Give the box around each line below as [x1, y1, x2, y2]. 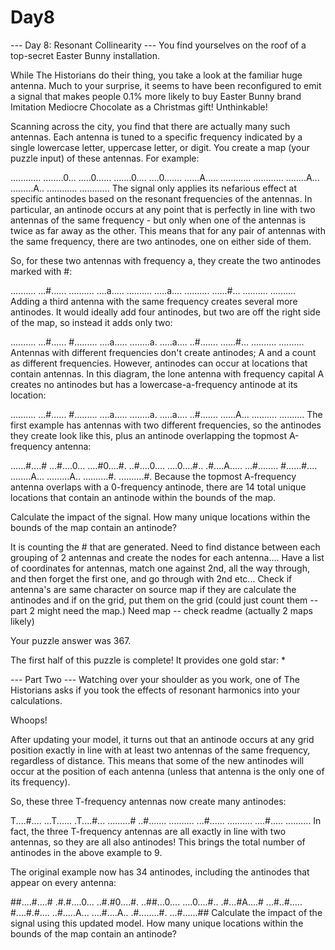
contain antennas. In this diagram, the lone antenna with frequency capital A [10, 367, 325, 380]
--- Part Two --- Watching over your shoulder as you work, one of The [10, 673, 300, 685]
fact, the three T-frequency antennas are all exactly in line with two [10, 825, 287, 837]
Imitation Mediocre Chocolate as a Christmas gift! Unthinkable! [10, 101, 268, 113]
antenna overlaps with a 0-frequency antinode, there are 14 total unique [10, 481, 307, 493]
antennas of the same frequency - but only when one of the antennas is [10, 214, 307, 226]
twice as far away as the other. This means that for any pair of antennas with [10, 224, 326, 236]
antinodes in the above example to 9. [10, 846, 163, 858]
